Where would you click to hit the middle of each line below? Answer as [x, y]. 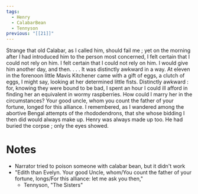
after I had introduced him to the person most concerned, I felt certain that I [98, 57]
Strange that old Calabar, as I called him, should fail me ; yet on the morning [98, 50]
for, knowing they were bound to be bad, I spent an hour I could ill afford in [97, 88]
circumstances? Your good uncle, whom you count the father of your [90, 101]
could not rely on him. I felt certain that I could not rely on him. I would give [97, 63]
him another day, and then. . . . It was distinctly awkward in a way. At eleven [98, 69]
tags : [13, 12]
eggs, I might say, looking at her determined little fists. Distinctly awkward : [98, 82]
